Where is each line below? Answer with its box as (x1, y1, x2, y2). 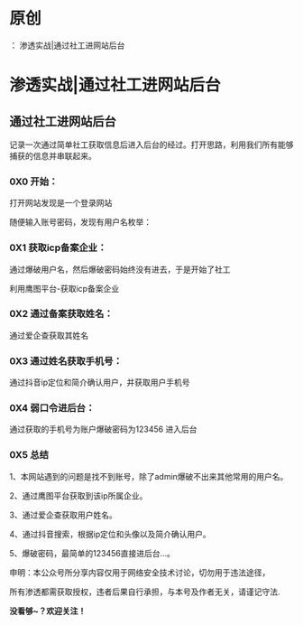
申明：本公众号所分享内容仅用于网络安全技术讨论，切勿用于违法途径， (9, 566, 271, 578)
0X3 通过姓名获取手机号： (9, 354, 124, 367)
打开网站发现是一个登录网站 (9, 198, 113, 209)
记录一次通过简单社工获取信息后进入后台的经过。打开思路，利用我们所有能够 (9, 139, 294, 150)
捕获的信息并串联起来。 (9, 150, 96, 161)
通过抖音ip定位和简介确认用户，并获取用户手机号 (9, 377, 190, 388)
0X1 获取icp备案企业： (9, 241, 107, 254)
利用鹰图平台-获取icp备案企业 (9, 283, 120, 294)
